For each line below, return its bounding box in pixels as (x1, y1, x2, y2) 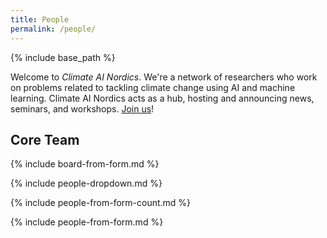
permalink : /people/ (10, 24, 97, 34)
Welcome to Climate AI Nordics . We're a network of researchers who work (10, 71, 318, 83)
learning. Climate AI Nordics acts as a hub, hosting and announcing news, (10, 92, 315, 104)
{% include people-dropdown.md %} (10, 177, 163, 190)
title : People (10, 14, 70, 25)
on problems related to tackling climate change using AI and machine (10, 81, 296, 93)
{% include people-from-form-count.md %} (10, 197, 192, 209)
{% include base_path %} (10, 51, 116, 63)
